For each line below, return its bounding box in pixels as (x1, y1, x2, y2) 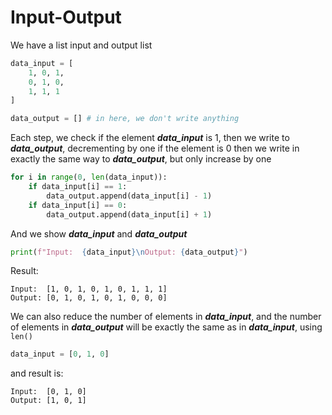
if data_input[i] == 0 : (28, 200, 128, 210)
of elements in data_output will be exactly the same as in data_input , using (10, 321, 323, 333)
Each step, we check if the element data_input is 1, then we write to (10, 132, 290, 144)
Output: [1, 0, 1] (10, 396, 87, 406)
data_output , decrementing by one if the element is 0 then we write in (10, 142, 300, 155)
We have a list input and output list (10, 39, 153, 51)
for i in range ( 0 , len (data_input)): (10, 172, 168, 183)
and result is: (10, 367, 64, 380)
